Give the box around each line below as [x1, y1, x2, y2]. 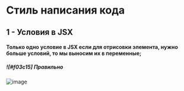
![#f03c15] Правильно [6, 63, 64, 70]
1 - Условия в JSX [6, 27, 73, 37]
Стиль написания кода [6, 4, 125, 17]
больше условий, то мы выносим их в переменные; [6, 50, 142, 57]
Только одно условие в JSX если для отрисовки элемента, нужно [6, 44, 178, 51]
